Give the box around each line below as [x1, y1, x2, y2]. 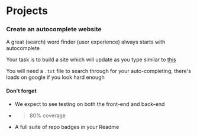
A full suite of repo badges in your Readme [14, 123, 120, 130]
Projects [6, 4, 49, 18]
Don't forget [6, 87, 37, 95]
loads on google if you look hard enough [6, 74, 105, 81]
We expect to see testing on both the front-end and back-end [14, 100, 165, 107]
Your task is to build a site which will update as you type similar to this [6, 56, 176, 63]
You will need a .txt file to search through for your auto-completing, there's [6, 68, 191, 75]
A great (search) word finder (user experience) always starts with [6, 38, 166, 45]
